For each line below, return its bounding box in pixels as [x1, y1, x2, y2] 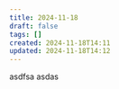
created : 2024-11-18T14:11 [9, 38, 111, 48]
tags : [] [9, 30, 42, 39]
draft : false [9, 22, 59, 31]
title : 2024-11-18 [9, 13, 78, 22]
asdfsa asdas [9, 71, 59, 82]
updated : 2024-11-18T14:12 [9, 47, 111, 56]
